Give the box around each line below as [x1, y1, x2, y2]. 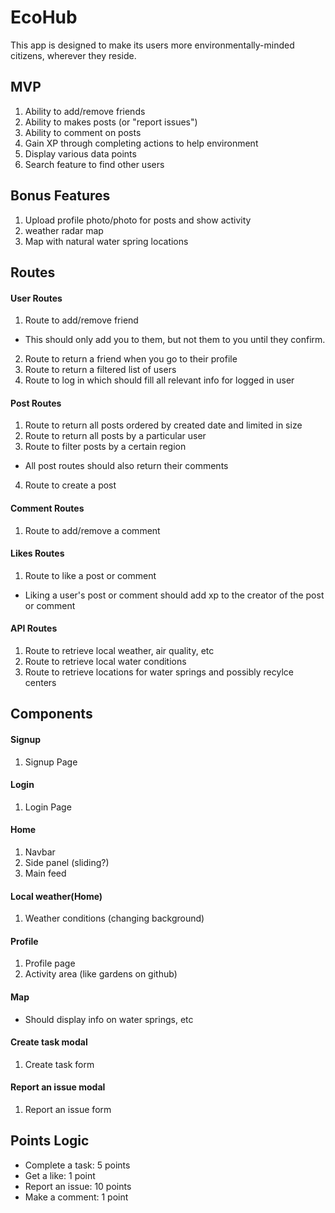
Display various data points [24, 147, 137, 160]
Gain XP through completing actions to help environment [24, 137, 259, 149]
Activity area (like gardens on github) [24, 968, 178, 980]
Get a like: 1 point [24, 1169, 96, 1181]
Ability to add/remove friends [24, 105, 146, 117]
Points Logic [10, 1132, 90, 1150]
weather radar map [24, 224, 104, 236]
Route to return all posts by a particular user [24, 430, 207, 442]
